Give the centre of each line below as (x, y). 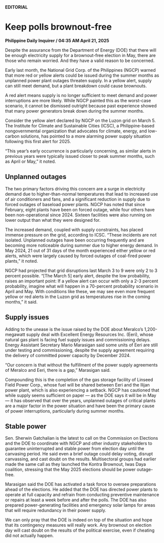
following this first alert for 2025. (38, 141)
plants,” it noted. (22, 261)
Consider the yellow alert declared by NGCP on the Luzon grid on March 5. (81, 121)
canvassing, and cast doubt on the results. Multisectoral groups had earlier (81, 459)
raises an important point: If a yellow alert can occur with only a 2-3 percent (82, 281)
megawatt (15, 334)
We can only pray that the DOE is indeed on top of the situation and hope (79, 520)
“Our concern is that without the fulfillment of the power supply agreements (82, 365)
